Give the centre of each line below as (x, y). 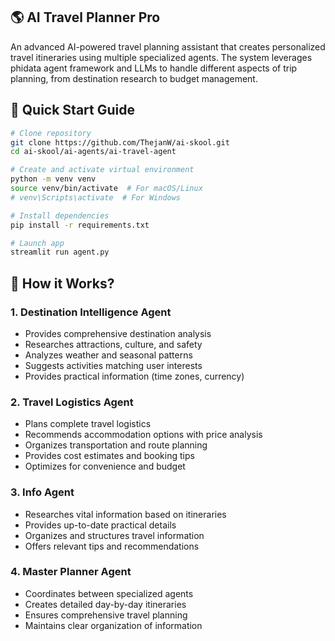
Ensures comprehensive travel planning (106, 615)
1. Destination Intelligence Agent (91, 312)
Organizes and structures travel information (114, 535)
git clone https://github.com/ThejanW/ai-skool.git (120, 142)
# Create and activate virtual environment (102, 170)
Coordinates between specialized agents (109, 593)
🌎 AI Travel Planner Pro (85, 17)
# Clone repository (51, 133)
